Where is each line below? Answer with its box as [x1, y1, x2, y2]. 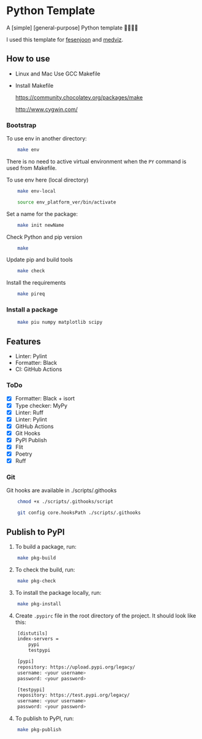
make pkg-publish [17, 727, 62, 733]
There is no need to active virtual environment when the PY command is [6, 158, 187, 165]
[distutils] [17, 630, 48, 637]
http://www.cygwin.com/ [15, 105, 78, 113]
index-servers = [17, 636, 59, 642]
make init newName [17, 222, 64, 228]
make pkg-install [17, 600, 62, 607]
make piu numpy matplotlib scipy [17, 320, 103, 326]
